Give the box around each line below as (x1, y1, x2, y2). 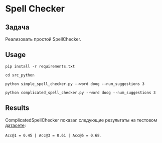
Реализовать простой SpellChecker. (5, 36, 82, 42)
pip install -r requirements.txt (5, 63, 75, 69)
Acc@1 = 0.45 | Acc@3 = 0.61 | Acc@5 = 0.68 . (5, 132, 101, 138)
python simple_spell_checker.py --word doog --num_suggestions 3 (5, 81, 144, 86)
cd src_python (5, 72, 35, 77)
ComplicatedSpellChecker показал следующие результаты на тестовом (5, 117, 157, 123)
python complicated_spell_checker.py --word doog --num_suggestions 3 (5, 90, 156, 95)
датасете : (5, 122, 26, 128)
